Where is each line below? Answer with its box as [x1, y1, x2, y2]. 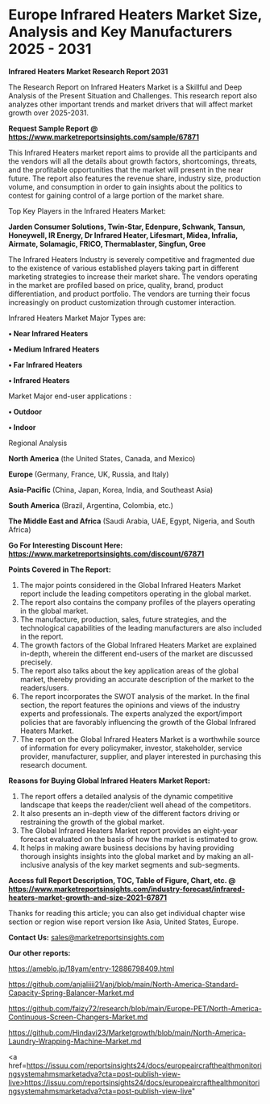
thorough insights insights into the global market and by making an [19, 851, 242, 860]
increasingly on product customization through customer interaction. [8, 297, 236, 307]
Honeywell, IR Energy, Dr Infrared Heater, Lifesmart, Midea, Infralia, [8, 230, 239, 240]
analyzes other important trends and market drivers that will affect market [8, 99, 253, 109]
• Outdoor [8, 406, 43, 416]
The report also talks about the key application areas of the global [19, 665, 239, 675]
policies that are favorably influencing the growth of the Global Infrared [19, 717, 256, 727]
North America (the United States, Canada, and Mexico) [8, 453, 196, 463]
